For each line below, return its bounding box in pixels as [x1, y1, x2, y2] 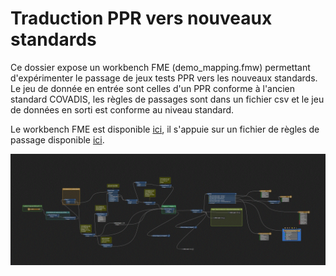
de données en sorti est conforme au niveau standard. [10, 103, 235, 116]
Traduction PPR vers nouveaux [10, 7, 273, 30]
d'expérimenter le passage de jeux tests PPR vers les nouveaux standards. [10, 72, 318, 84]
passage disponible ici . [10, 133, 105, 146]
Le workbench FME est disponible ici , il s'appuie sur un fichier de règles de [10, 123, 320, 135]
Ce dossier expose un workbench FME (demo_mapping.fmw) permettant [10, 61, 311, 73]
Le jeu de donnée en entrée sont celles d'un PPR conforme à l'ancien [10, 82, 296, 94]
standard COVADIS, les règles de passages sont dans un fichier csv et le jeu [10, 93, 325, 105]
